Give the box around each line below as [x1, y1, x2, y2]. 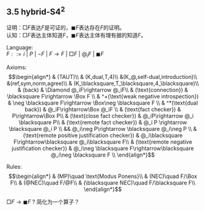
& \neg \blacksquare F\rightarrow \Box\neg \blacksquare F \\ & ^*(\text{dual [7, 99, 198, 106]
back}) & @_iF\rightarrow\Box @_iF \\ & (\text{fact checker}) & [24, 105, 181, 113]
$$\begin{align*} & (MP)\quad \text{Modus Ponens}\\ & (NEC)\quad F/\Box [8, 172, 198, 180]
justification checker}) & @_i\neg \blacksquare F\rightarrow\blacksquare [12, 144, 194, 152]
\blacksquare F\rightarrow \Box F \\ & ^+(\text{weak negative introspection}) [7, 92, 199, 100]
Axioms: [6, 64, 27, 71]
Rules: [6, 163, 23, 170]
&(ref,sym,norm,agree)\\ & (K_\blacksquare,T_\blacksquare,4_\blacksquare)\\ [7, 80, 199, 87]
